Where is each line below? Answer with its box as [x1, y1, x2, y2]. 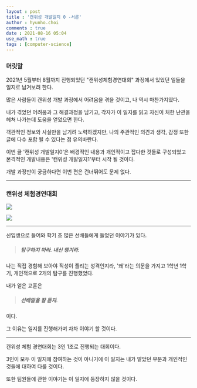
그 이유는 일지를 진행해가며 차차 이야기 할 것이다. [6, 325, 117, 332]
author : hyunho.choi [6, 19, 59, 25]
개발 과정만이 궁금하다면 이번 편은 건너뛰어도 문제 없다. [6, 168, 131, 175]
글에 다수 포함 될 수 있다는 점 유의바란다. [6, 136, 98, 143]
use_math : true [6, 36, 46, 42]
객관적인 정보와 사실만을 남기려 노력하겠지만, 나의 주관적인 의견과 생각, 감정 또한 [6, 129, 189, 136]
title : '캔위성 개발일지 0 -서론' [6, 14, 82, 20]
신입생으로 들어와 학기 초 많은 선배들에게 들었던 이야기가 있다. [6, 232, 147, 239]
